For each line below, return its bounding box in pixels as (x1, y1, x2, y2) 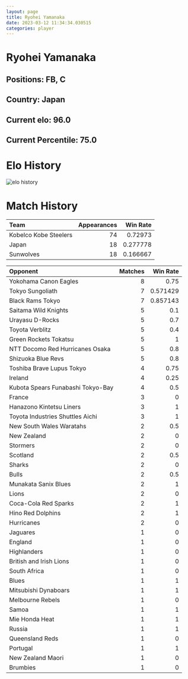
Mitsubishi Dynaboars (9, 586, 70, 594)
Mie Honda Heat (9, 615, 55, 623)
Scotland (9, 451, 34, 459)
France (9, 393, 28, 401)
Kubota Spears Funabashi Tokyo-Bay (9, 383, 114, 391)
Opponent (9, 267, 39, 275)
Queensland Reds (9, 634, 59, 642)
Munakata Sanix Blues (9, 479, 71, 488)
